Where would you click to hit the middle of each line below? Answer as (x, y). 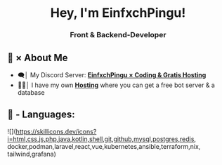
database (31, 92)
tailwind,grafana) (32, 154)
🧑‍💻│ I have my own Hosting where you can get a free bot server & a (116, 85)
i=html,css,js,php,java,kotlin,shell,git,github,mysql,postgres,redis (101, 139)
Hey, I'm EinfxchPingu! (118, 13)
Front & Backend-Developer (118, 35)
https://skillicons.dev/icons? (56, 131)
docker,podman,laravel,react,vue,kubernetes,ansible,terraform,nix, (104, 146)
